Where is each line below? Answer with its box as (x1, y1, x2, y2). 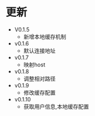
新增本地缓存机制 (23, 33, 67, 40)
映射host (23, 61, 46, 68)
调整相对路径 (23, 75, 56, 82)
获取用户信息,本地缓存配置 (23, 103, 89, 110)
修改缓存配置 (23, 89, 56, 96)
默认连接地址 (23, 47, 56, 54)
